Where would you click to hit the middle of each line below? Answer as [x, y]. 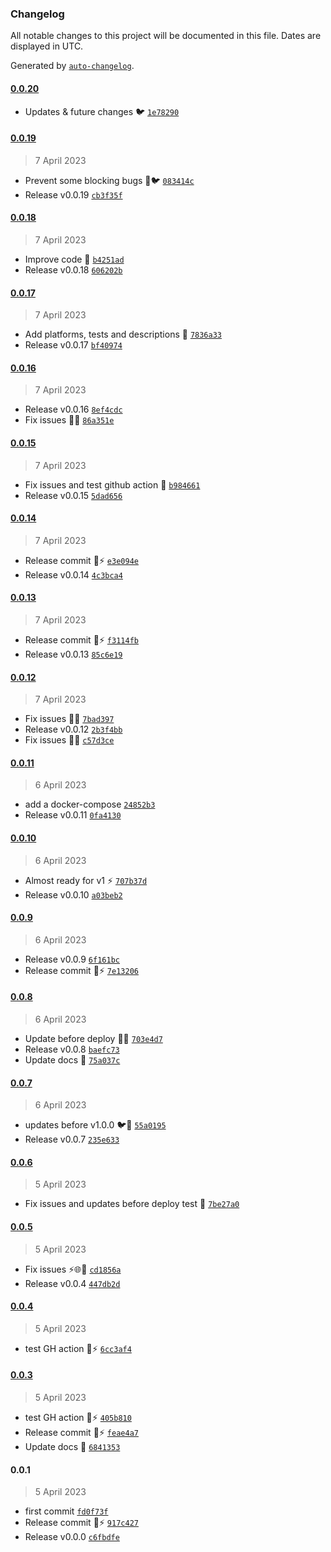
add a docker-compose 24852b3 [90, 804]
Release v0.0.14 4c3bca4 [73, 574]
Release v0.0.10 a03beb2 [73, 894]
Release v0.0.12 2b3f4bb [73, 729]
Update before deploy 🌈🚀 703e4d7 [93, 1038]
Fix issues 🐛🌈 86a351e [69, 420]
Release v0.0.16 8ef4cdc [73, 409]
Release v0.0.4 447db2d [72, 1283]
